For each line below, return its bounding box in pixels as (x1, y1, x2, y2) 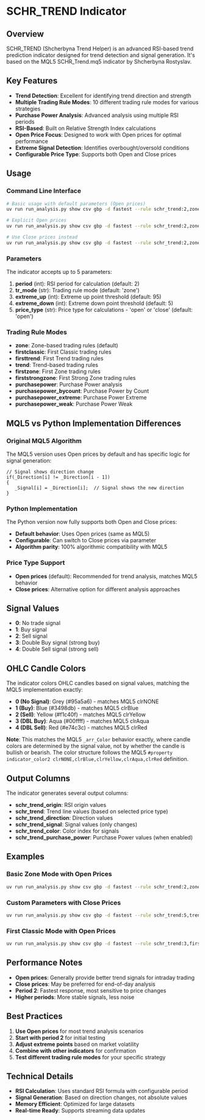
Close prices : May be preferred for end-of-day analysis (15, 980, 156, 988)
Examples (6, 852, 45, 862)
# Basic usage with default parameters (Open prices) (6, 200, 146, 206)
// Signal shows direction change (6, 469, 95, 475)
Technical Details (6, 1071, 74, 1081)
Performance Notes (6, 958, 83, 968)
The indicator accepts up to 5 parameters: (6, 268, 112, 276)
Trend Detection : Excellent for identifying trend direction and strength (15, 92, 192, 99)
